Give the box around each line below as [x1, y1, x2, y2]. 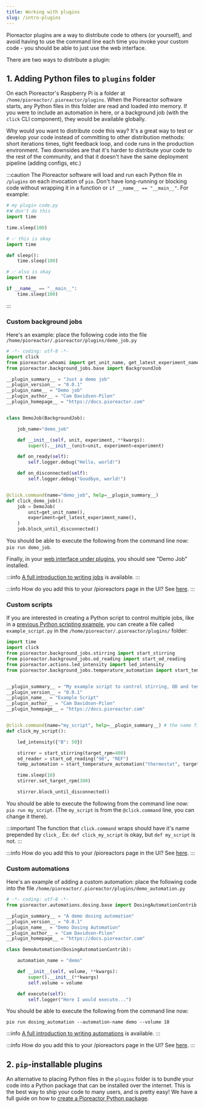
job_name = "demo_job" [17, 426, 69, 432]
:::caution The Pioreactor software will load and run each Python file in [6, 171, 182, 179]
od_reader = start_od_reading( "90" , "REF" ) [17, 755, 129, 762]
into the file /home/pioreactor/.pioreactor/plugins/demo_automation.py [6, 885, 186, 892]
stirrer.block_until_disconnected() [17, 789, 110, 795]
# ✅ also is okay [6, 269, 52, 275]
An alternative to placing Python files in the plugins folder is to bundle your [6, 1075, 194, 1082]
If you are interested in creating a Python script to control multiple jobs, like [6, 614, 194, 622]
